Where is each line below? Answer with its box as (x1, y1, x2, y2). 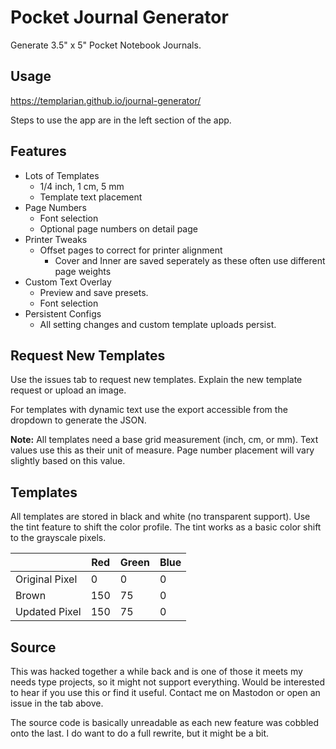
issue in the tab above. (10, 697, 104, 709)
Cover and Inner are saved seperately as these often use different (54, 254, 326, 266)
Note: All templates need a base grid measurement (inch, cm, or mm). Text (10, 434, 319, 446)
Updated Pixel (15, 605, 82, 619)
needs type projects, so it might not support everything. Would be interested (10, 676, 325, 688)
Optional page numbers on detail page (39, 222, 198, 235)
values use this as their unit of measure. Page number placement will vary (10, 444, 315, 456)
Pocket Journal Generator (10, 6, 229, 29)
